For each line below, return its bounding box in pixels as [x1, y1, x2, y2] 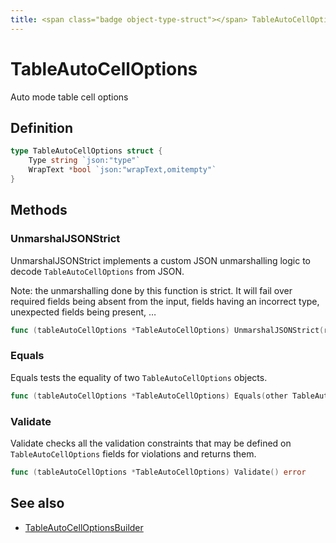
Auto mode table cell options [10, 91, 129, 103]
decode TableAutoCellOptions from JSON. [10, 265, 185, 277]
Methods [10, 202, 68, 219]
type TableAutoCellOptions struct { [10, 146, 163, 156]
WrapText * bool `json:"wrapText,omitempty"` [28, 165, 217, 175]
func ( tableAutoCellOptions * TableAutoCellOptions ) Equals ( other [10, 391, 288, 401]
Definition [10, 119, 73, 136]
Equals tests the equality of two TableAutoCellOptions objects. [10, 371, 268, 383]
